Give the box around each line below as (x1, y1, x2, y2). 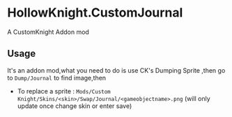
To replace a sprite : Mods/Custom (17, 87, 111, 95)
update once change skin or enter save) (17, 102, 132, 110)
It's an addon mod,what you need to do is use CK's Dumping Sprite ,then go (7, 66, 226, 74)
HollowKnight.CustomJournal (7, 5, 183, 21)
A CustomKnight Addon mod (7, 28, 89, 36)
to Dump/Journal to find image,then (7, 73, 107, 82)
